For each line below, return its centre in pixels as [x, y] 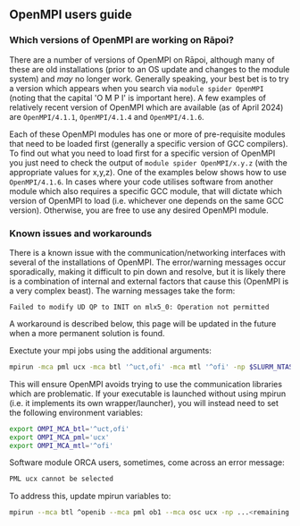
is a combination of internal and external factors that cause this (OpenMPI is [149, 281]
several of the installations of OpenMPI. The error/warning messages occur [148, 262]
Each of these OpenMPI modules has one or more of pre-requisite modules [147, 134]
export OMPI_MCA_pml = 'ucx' [59, 437]
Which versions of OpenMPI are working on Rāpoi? [122, 40]
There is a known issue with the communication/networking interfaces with [147, 252]
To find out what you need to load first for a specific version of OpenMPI [142, 153]
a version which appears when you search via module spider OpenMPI [137, 88]
